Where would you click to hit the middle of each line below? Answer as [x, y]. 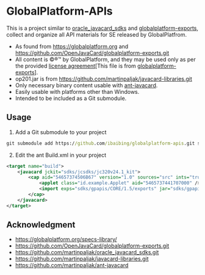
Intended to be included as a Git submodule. [71, 98]
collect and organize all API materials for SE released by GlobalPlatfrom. [97, 34]
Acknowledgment [41, 225]
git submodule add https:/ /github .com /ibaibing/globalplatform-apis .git [101, 143]
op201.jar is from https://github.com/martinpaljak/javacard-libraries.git [103, 79]
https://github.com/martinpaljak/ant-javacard [72, 265]
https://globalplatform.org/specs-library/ [66, 240]
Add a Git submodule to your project [61, 132]
